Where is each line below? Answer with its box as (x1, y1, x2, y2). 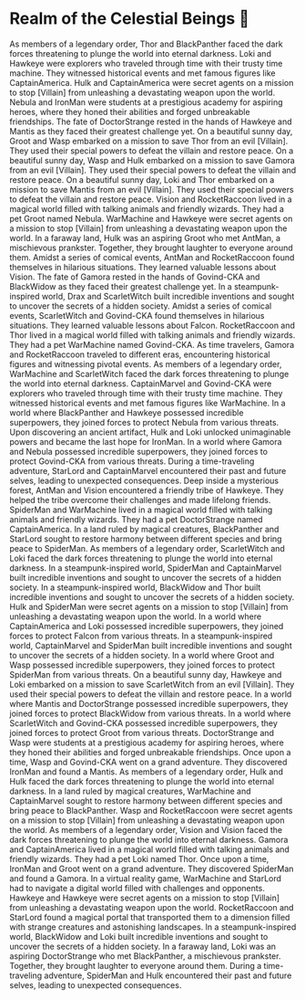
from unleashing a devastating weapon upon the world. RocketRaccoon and (9, 901, 294, 912)
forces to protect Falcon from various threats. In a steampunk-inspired (9, 630, 273, 641)
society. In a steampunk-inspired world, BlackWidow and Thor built (9, 582, 261, 593)
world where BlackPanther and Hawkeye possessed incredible (9, 406, 244, 418)
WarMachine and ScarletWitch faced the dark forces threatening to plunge (9, 368, 290, 379)
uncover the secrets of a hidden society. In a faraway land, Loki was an (9, 941, 276, 952)
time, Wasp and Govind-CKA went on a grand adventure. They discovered (9, 756, 288, 767)
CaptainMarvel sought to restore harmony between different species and (9, 795, 283, 806)
